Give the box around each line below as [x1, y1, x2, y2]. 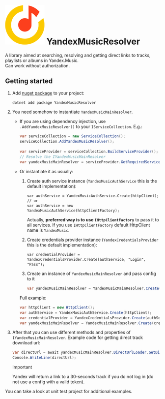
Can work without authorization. [5, 62, 70, 68]
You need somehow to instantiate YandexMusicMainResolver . [12, 109, 133, 115]
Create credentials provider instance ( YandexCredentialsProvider [27, 237, 159, 243]
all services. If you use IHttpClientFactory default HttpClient [27, 222, 150, 228]
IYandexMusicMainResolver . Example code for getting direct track [12, 335, 143, 340]
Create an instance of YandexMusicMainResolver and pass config [27, 271, 156, 276]
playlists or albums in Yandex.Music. [5, 57, 79, 63]
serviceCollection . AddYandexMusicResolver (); [19, 139, 114, 144]
